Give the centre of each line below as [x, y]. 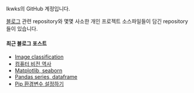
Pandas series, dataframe [46, 77]
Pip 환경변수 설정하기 [39, 84]
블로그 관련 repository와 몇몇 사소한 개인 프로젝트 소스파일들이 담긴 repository [97, 21]
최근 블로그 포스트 [27, 43]
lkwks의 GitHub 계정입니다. [38, 9]
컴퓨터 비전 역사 [33, 64]
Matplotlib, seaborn [38, 70]
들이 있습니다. [22, 29]
